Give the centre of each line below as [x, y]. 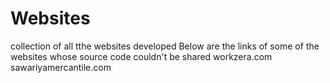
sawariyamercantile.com [61, 67]
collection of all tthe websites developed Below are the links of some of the [165, 46]
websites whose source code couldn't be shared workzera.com [141, 56]
